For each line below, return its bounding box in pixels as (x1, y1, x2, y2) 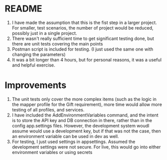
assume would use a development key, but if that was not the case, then (11, 128, 161, 134)
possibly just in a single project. (11, 30, 77, 36)
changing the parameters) (11, 51, 66, 57)
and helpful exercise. (11, 62, 55, 68)
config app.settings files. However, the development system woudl (11, 122, 149, 128)
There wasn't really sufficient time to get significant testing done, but (11, 35, 154, 41)
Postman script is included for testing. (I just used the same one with (11, 46, 153, 52)
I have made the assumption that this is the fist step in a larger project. (11, 19, 157, 25)
